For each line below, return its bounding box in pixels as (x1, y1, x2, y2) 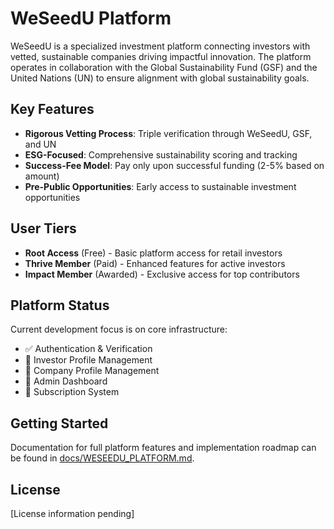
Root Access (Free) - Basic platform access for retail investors (24, 247, 283, 259)
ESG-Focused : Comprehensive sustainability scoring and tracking (24, 148, 298, 161)
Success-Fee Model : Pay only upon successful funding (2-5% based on (24, 159, 325, 171)
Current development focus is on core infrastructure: (10, 323, 228, 336)
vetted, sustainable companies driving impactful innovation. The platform (10, 50, 312, 62)
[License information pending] (10, 508, 135, 519)
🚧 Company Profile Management (24, 365, 160, 377)
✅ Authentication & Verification (24, 343, 153, 355)
